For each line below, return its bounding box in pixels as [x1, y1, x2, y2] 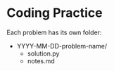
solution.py [27, 49, 60, 58]
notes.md [27, 56, 56, 65]
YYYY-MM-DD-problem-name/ [16, 41, 107, 50]
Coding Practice [6, 5, 103, 21]
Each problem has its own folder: [6, 28, 102, 37]
